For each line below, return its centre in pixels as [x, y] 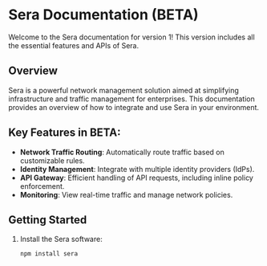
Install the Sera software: [61, 239]
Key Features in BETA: [65, 133]
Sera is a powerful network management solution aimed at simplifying [123, 90]
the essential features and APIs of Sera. [73, 45]
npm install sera [49, 254]
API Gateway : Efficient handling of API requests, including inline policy [137, 178]
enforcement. [42, 186]
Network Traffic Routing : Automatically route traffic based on [122, 152]
